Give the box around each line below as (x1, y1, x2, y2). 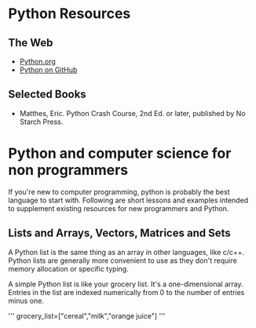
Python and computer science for (8, 144, 232, 162)
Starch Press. (19, 117, 64, 126)
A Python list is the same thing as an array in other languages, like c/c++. (8, 247, 245, 257)
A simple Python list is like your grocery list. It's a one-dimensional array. (8, 279, 243, 289)
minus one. (8, 296, 45, 305)
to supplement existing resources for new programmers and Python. (8, 203, 229, 213)
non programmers (8, 162, 129, 179)
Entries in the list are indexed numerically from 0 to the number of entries (8, 287, 245, 297)
